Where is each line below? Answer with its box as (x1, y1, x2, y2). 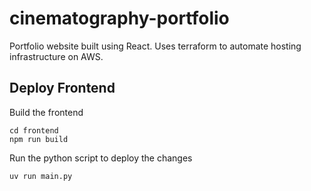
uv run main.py (9, 171, 73, 181)
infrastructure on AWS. (9, 50, 104, 62)
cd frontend (9, 125, 59, 136)
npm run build (9, 134, 69, 144)
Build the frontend (9, 106, 84, 118)
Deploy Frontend (9, 80, 116, 97)
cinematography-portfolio (9, 7, 230, 30)
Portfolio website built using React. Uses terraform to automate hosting (9, 40, 302, 52)
